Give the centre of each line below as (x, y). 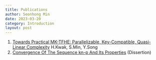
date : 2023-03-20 (23, 19)
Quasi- (144, 42)
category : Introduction (30, 23)
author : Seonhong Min (28, 14)
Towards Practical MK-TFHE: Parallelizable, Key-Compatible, (74, 42)
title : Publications (27, 10)
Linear (19, 47)
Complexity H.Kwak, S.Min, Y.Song (62, 47)
